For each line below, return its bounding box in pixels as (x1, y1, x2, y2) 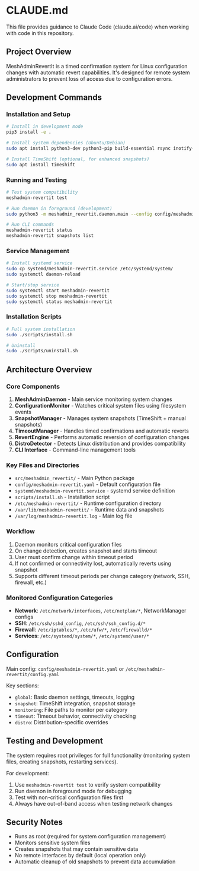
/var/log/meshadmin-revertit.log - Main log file (14, 512, 133, 520)
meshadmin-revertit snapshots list (6, 233, 94, 239)
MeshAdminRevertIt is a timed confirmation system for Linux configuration (6, 62, 188, 70)
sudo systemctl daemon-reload (6, 272, 81, 277)
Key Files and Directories (6, 461, 80, 469)
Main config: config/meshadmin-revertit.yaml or (6, 665, 124, 672)
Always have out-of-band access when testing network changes (14, 800, 173, 807)
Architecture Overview (6, 364, 92, 374)
